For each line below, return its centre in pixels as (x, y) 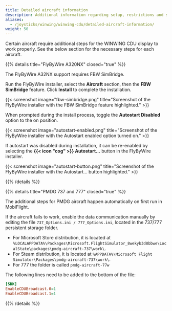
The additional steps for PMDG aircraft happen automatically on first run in (84, 202)
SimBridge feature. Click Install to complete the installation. (68, 90)
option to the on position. (32, 120)
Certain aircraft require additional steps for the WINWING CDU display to (82, 43)
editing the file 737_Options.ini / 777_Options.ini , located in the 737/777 (84, 223)
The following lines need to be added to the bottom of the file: (70, 275)
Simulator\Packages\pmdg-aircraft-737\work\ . (62, 259)
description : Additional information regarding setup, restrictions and (84, 15)
